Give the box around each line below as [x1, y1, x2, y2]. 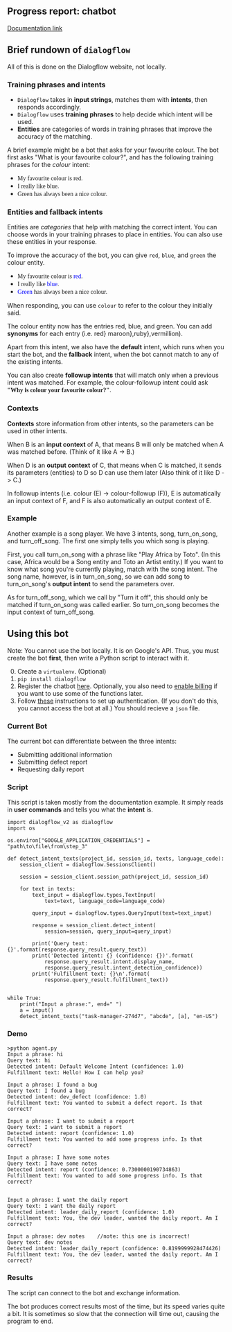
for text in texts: [19, 886, 76, 893]
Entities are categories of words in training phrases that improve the [17, 125, 213, 133]
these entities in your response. [7, 238, 97, 246]
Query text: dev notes [7, 1238, 73, 1246]
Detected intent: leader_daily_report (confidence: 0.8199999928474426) [7, 1245, 222, 1252]
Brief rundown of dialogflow [7, 44, 131, 56]
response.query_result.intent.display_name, [44, 958, 175, 965]
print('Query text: [32, 940, 89, 947]
